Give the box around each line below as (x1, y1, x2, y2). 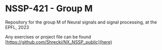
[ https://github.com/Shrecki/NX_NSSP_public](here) (5, 39, 112, 45)
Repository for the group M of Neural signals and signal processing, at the (5, 19, 157, 25)
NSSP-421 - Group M (5, 3, 93, 14)
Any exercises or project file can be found (5, 34, 91, 40)
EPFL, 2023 (5, 24, 29, 30)
